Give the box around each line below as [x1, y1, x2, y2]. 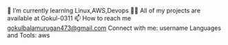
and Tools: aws [7, 31, 50, 39]
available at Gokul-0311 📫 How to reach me [7, 14, 132, 22]
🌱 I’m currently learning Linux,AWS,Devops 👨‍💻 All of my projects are [7, 7, 201, 14]
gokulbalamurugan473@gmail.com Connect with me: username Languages [7, 24, 222, 32]
